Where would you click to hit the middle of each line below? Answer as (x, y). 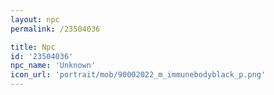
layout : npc (35, 19)
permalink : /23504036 (55, 29)
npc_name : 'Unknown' (53, 66)
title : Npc (33, 47)
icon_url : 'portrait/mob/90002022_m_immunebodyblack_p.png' (138, 75)
